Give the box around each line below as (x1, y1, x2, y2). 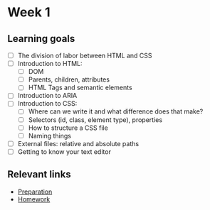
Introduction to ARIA (17, 92, 78, 100)
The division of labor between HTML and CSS (17, 51, 152, 60)
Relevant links (7, 168, 71, 181)
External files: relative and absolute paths (17, 139, 140, 148)
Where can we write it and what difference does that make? (28, 107, 204, 116)
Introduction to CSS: (17, 99, 78, 108)
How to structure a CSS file (28, 123, 108, 132)
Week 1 (7, 4, 51, 21)
